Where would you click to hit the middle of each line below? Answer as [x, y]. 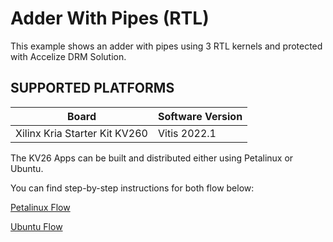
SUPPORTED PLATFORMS [92, 88]
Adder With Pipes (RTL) [110, 18]
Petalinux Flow [40, 207]
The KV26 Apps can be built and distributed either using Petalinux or [152, 158]
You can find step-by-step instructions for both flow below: [132, 188]
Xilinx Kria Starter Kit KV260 [81, 133]
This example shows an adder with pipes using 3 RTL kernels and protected [166, 46]
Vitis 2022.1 [187, 133]
